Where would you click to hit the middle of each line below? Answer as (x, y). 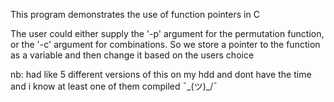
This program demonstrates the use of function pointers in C (135, 14)
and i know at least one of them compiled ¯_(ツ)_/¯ (114, 86)
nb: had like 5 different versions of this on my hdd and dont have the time (161, 74)
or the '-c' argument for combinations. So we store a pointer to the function (165, 44)
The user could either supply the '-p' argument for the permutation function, (167, 33)
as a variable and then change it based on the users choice (132, 55)
